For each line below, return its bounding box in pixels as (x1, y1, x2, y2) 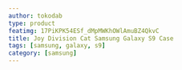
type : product (8, 19, 56, 27)
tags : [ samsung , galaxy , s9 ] (8, 42, 106, 50)
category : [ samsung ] (8, 49, 78, 57)
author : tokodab (8, 11, 63, 20)
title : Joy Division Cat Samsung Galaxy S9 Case (8, 34, 174, 43)
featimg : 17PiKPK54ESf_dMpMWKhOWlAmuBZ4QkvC (8, 27, 160, 35)
